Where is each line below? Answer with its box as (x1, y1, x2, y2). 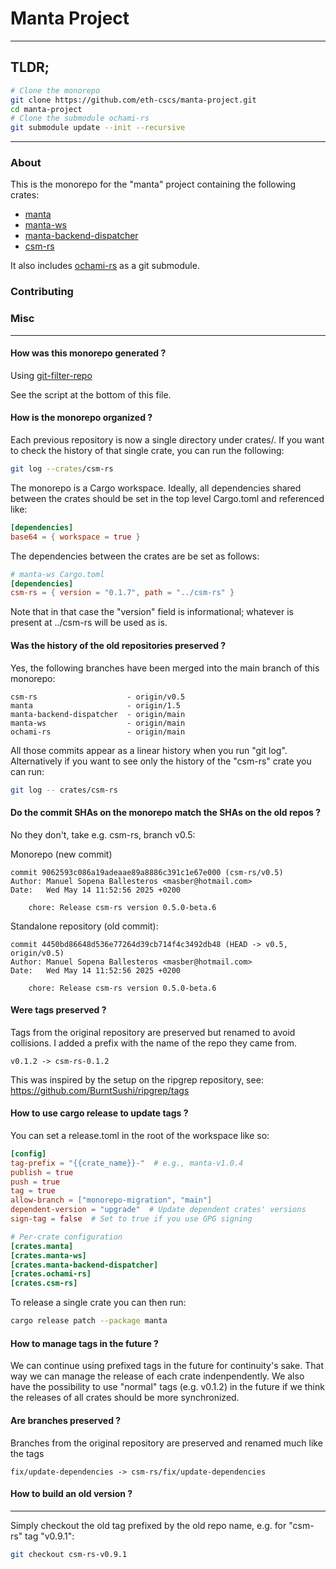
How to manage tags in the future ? (10, 1337, 159, 1349)
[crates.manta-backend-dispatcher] (10, 1260, 159, 1270)
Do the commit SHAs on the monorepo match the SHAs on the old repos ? (10, 806, 322, 818)
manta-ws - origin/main (10, 718, 186, 728)
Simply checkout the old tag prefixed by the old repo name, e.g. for (10, 1519, 287, 1531)
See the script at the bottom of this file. (10, 388, 172, 401)
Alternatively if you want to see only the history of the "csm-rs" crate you (10, 755, 312, 767)
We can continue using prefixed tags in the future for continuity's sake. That (10, 1360, 325, 1372)
